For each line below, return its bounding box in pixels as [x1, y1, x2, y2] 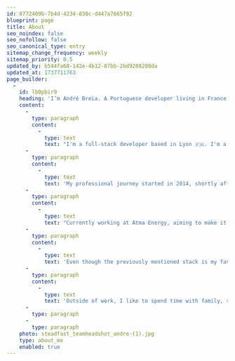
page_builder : [6, 75, 48, 83]
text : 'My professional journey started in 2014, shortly [43, 180, 217, 187]
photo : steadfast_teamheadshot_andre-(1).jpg [19, 330, 155, 337]
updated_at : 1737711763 [6, 69, 76, 76]
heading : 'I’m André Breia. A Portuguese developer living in [19, 96, 205, 103]
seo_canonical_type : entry [6, 43, 86, 50]
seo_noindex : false [6, 29, 64, 37]
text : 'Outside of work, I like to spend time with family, [43, 298, 224, 305]
